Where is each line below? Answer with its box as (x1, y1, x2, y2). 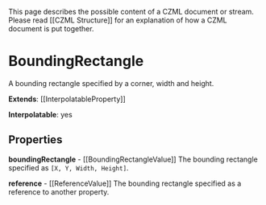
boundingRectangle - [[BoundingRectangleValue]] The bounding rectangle (8, 154, 258, 164)
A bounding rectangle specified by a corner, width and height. (8, 78, 214, 88)
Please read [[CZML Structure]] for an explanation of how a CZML (8, 15, 227, 25)
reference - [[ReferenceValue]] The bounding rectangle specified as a (8, 178, 242, 188)
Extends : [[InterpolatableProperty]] (8, 94, 127, 104)
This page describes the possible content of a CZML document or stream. (8, 7, 254, 16)
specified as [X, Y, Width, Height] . (8, 162, 129, 172)
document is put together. (8, 24, 94, 33)
